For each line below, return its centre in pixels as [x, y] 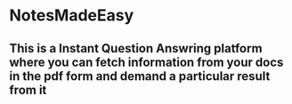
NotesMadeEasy [72, 16]
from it [28, 90]
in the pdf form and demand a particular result [140, 76]
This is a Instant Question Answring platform [136, 48]
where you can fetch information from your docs [146, 62]
